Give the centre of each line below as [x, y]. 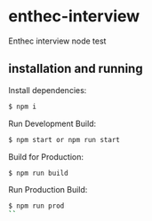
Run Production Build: [48, 190]
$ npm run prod [36, 206]
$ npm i [23, 107]
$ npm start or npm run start [64, 139]
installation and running [76, 69]
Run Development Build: [52, 123]
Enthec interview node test [57, 41]
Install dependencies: [48, 90]
